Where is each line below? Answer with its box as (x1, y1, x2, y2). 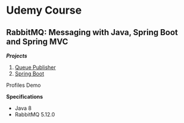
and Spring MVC (6, 36, 68, 46)
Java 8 (14, 105, 32, 112)
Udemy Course (6, 4, 82, 17)
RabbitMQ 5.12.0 (14, 111, 55, 118)
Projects (6, 52, 28, 59)
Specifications (6, 93, 43, 100)
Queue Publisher (14, 64, 56, 71)
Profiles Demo (6, 81, 41, 89)
